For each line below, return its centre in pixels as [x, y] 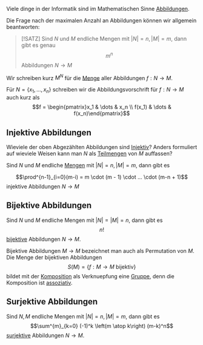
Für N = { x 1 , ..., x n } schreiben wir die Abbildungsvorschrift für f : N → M [95, 90]
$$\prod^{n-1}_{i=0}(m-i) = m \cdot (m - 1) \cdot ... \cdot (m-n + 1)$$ [101, 177]
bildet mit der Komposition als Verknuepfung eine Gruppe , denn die [90, 276]
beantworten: [23, 27]
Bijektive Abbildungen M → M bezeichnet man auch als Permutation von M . [101, 250]
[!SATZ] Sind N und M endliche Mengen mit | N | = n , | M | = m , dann [104, 39]
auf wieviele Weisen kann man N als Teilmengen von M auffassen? [89, 153]
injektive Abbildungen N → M [43, 186]
